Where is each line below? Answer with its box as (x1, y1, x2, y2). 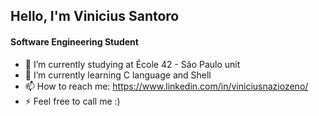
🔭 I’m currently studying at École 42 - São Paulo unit (24, 58, 241, 70)
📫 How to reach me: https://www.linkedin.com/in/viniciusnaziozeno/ (24, 80, 309, 92)
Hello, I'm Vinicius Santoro (10, 8, 180, 25)
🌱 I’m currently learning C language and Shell (24, 69, 212, 81)
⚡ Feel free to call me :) (24, 95, 121, 107)
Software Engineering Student (10, 35, 139, 48)
